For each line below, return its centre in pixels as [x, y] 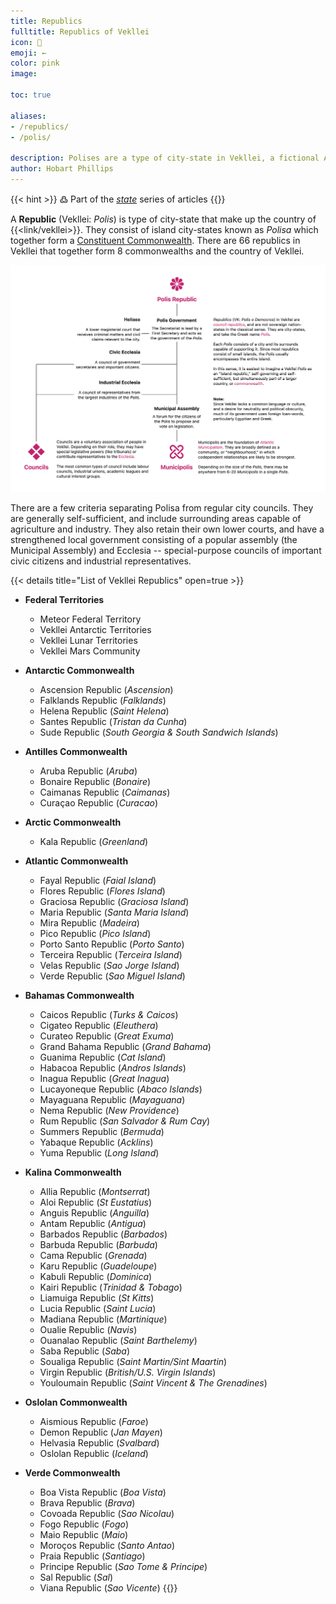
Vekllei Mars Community [90, 651]
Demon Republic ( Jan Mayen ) [101, 1432]
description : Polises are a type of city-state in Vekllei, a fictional [165, 158]
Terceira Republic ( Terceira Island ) [111, 954]
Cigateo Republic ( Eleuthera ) [99, 1025]
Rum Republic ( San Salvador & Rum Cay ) [125, 1121]
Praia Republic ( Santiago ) [92, 1556]
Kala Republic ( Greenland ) [94, 841]
